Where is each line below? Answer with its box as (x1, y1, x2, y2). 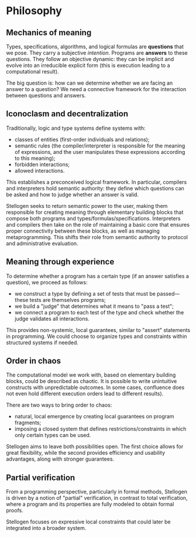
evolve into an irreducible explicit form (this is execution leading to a (6, 62, 171, 69)
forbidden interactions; (14, 160, 70, 168)
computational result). (6, 68, 60, 75)
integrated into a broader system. (6, 525, 87, 532)
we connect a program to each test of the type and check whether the (14, 308, 184, 316)
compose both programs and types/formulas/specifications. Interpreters (6, 214, 181, 221)
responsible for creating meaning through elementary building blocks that (6, 209, 184, 216)
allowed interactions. (14, 167, 65, 174)
